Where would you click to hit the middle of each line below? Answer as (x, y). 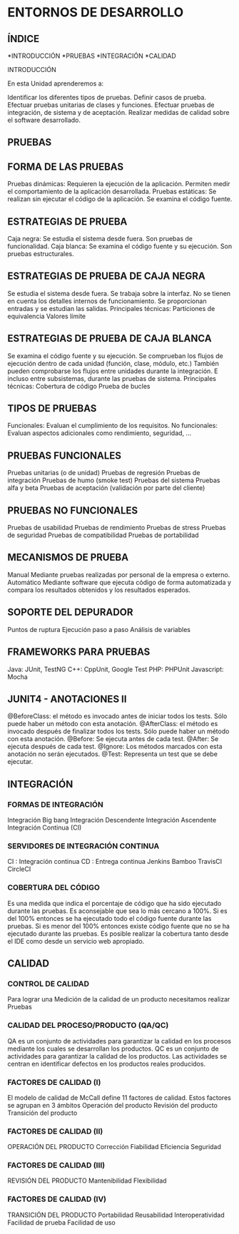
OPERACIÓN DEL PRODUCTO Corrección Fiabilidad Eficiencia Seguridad (114, 1147)
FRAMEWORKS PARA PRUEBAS (79, 652)
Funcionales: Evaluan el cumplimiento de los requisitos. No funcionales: (112, 426)
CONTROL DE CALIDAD (49, 984)
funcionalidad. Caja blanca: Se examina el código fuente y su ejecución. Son (120, 246)
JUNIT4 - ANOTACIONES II (67, 699)
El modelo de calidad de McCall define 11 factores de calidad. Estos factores (119, 1097)
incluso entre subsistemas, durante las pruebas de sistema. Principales (112, 378)
